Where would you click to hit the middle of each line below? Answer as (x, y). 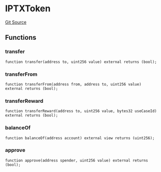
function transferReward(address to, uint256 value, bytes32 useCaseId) (81, 111)
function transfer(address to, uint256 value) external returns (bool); (81, 62)
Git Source (16, 22)
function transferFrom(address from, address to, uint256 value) (73, 84)
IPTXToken (28, 9)
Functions (21, 38)
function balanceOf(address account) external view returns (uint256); (80, 138)
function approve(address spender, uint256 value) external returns (77, 160)
